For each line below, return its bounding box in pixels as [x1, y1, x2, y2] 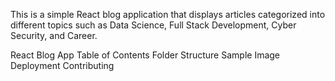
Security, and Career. [10, 30, 98, 41]
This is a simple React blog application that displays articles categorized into [10, 9, 326, 20]
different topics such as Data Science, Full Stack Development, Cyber [10, 19, 297, 31]
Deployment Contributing [10, 60, 115, 71]
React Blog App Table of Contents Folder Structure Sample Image [10, 49, 281, 61]
